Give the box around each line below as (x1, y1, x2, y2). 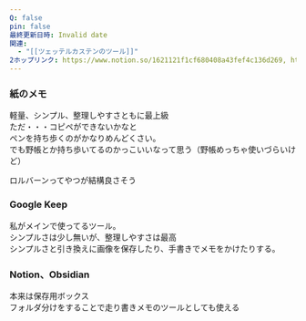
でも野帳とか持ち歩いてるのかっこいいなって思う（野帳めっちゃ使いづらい (9, 144, 289, 155)
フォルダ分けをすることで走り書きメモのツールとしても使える (9, 302, 240, 313)
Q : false (9, 13, 43, 23)
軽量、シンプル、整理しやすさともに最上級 (9, 110, 169, 121)
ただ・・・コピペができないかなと (9, 121, 138, 132)
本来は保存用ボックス (9, 290, 89, 301)
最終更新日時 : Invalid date (9, 30, 107, 39)
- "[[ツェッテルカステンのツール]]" (17, 47, 138, 57)
